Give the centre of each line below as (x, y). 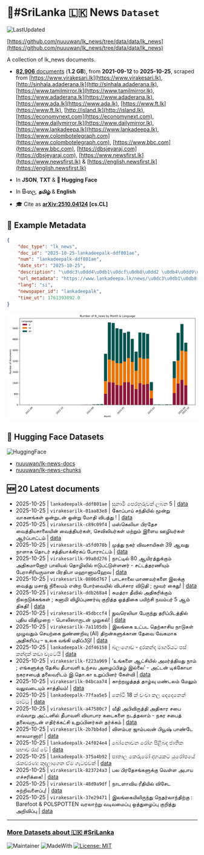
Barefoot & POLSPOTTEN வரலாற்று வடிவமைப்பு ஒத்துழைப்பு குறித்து (96, 804)
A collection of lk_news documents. (51, 59)
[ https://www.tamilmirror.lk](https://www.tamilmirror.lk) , (85, 90)
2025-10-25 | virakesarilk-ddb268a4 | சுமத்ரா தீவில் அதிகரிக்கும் (94, 592)
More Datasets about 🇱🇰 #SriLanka (61, 833)
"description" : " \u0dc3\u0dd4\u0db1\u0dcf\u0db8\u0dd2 (88, 272)
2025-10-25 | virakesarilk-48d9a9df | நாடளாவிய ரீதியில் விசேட (93, 783)
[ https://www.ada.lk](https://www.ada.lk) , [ (69, 103)
